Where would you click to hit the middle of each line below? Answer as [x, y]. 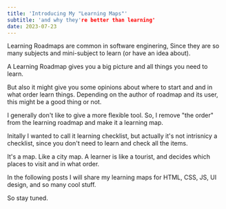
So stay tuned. [28, 198]
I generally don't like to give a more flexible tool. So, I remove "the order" [110, 115]
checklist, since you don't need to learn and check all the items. [97, 143]
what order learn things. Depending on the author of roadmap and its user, [113, 94]
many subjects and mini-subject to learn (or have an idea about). [99, 53]
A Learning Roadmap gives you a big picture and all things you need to [107, 67]
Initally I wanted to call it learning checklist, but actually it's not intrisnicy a [112, 136]
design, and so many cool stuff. [52, 185]
